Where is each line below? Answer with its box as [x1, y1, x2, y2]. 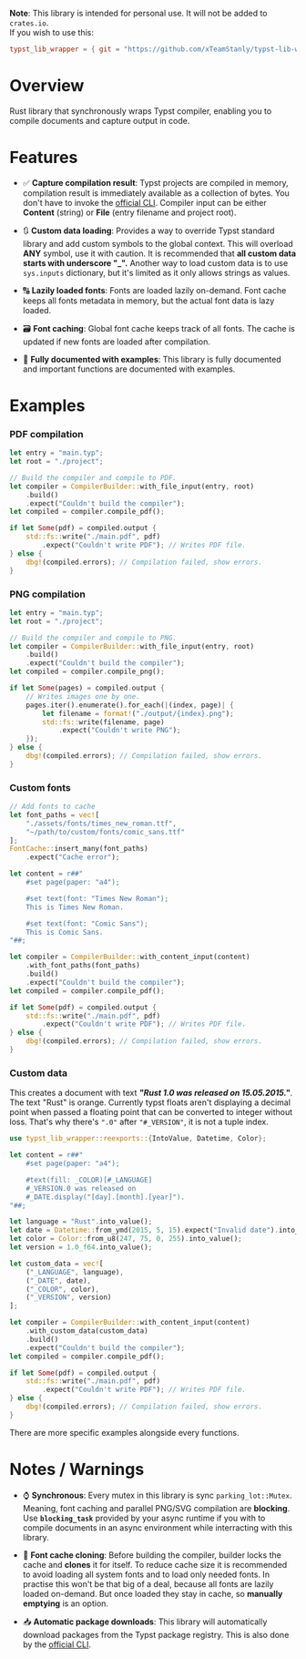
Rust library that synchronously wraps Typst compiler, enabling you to [9, 105, 272, 117]
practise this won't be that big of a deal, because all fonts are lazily [22, 1578, 274, 1589]
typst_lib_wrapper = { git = [9, 45, 120, 54]
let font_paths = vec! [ [9, 810, 100, 819]
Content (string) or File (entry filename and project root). [22, 207, 237, 218]
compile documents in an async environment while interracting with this [22, 1521, 293, 1533]
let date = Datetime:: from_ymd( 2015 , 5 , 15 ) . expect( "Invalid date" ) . [9, 1225, 280, 1235]
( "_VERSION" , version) [25, 1293, 112, 1302]
